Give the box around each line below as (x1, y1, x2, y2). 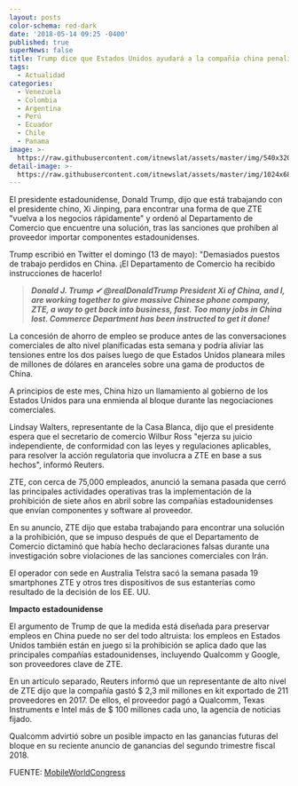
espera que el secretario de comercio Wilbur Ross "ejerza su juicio (9, 432, 253, 442)
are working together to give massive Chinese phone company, (30, 295, 271, 306)
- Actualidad (17, 71, 66, 80)
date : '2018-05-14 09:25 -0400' (9, 29, 129, 38)
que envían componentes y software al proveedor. (9, 505, 193, 516)
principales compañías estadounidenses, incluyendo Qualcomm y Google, (9, 649, 281, 660)
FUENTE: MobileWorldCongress (9, 767, 126, 778)
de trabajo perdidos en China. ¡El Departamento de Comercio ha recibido (9, 258, 276, 269)
